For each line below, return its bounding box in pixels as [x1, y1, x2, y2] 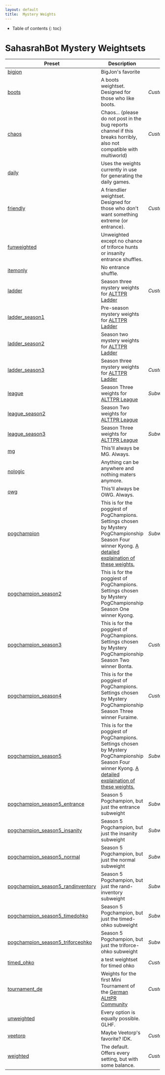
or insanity [101, 250, 125, 257]
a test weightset [101, 956, 138, 963]
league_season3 [7, 431, 46, 438]
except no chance [101, 238, 142, 244]
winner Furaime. [101, 714, 138, 721]
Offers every [101, 1049, 130, 1056]
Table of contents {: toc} [12, 25, 62, 31]
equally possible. [101, 1015, 140, 1022]
